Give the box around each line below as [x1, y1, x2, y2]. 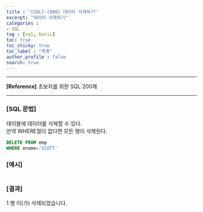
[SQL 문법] [6, 105, 36, 113]
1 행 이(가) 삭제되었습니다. [6, 199, 68, 207]
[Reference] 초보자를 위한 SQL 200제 [6, 82, 98, 90]
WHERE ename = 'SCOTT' [6, 145, 59, 151]
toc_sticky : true [6, 43, 50, 49]
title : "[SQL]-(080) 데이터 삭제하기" [6, 8, 98, 15]
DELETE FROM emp [6, 139, 47, 145]
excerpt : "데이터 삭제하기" [6, 15, 68, 21]
